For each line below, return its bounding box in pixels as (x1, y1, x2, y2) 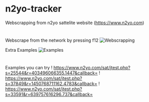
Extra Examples (5, 47, 38, 53)
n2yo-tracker (5, 3, 62, 15)
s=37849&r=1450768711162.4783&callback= (5, 81, 98, 87)
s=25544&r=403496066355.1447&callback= (5, 70, 98, 76)
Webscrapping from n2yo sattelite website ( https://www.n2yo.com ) (5, 20, 144, 26)
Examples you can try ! (5, 65, 53, 71)
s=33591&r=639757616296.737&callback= (5, 91, 93, 97)
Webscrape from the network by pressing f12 (5, 37, 99, 43)
